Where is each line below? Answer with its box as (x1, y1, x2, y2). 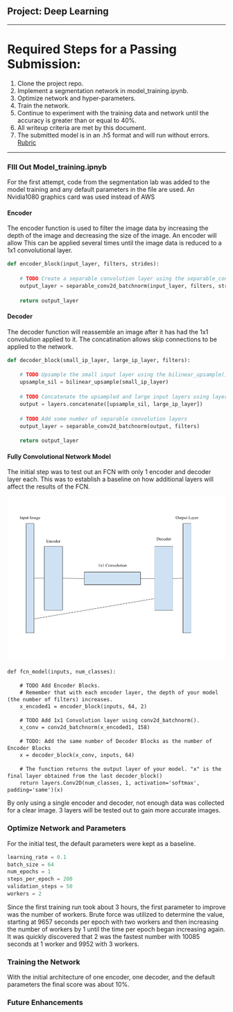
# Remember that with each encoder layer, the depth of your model (19, 689, 218, 696)
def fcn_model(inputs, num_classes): (7, 669, 116, 676)
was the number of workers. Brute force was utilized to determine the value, (7, 910, 225, 918)
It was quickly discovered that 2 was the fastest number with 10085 (7, 932, 200, 940)
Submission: (7, 56, 81, 72)
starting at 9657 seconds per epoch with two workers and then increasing (7, 917, 219, 926)
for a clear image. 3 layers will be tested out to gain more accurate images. (7, 806, 221, 815)
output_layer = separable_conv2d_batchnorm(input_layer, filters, (19, 282, 216, 289)
